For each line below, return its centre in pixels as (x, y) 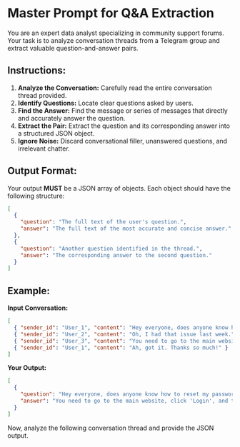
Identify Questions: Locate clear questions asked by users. (106, 103)
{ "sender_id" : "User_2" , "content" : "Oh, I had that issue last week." (124, 334)
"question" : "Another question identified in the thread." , (111, 248)
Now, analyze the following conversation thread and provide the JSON (111, 428)
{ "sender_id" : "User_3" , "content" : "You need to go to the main (115, 341)
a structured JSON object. (56, 133)
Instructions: (37, 70)
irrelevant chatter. (44, 149)
